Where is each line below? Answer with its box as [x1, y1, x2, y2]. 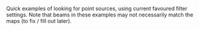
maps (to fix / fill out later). [6, 18, 72, 24]
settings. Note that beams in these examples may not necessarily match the [6, 11, 194, 18]
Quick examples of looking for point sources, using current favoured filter [6, 5, 188, 12]
